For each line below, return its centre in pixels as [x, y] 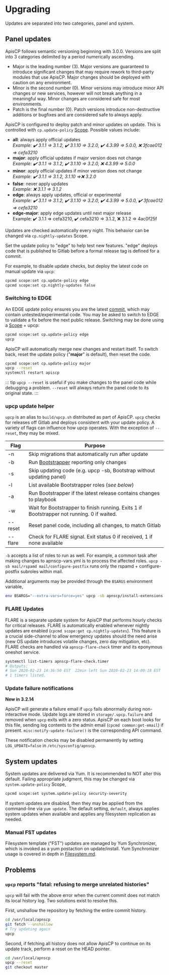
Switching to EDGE [28, 298]
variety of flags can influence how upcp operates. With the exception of [80, 428]
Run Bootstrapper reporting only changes [77, 463]
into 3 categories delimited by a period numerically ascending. [70, 56]
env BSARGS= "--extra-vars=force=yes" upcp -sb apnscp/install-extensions [84, 596]
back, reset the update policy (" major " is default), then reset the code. [78, 354]
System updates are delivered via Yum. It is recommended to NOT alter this [83, 774]
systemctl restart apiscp [32, 373]
